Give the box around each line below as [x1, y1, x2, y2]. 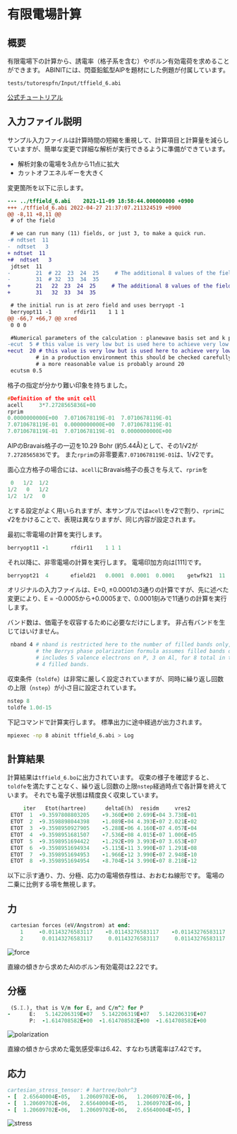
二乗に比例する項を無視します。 [7, 880, 100, 889]
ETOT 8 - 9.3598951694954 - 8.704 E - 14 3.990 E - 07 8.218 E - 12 [10, 858, 197, 865]
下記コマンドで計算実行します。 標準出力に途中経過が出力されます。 [7, 718, 206, 726]
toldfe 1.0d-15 [7, 704, 52, 711]
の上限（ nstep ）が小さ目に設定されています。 [7, 683, 140, 692]
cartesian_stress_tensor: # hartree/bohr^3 [7, 1086, 138, 1094]
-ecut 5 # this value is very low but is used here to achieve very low [7, 341, 229, 348]
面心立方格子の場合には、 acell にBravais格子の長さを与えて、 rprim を [7, 466, 208, 474]
